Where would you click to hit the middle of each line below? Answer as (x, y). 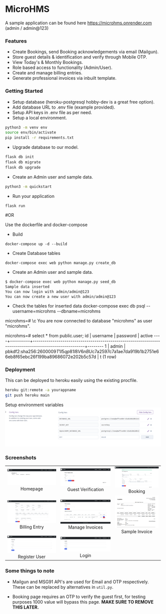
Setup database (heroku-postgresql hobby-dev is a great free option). (83, 102)
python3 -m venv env (26, 127)
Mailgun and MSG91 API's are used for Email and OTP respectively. (81, 582)
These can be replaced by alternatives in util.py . (63, 587)
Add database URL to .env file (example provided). (63, 107)
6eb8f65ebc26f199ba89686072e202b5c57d (51, 357)
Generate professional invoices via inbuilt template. (64, 78)
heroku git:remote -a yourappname (41, 390)
